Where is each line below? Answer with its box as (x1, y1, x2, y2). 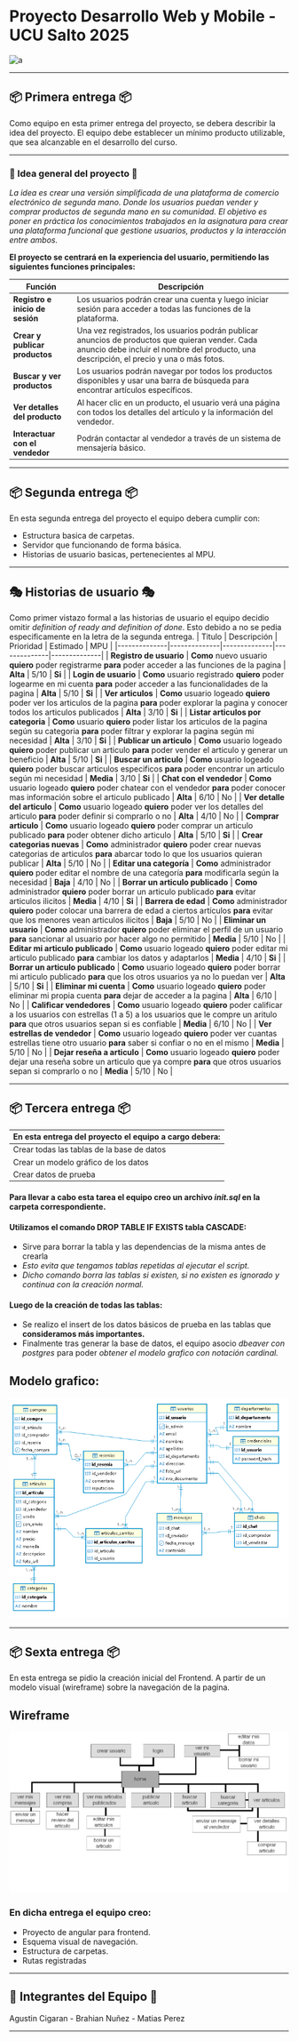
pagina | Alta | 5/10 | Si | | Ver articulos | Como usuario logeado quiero (9, 687, 271, 699)
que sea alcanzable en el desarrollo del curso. (9, 136, 177, 148)
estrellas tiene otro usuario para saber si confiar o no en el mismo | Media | (9, 1037, 285, 1048)
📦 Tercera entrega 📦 (9, 1101, 131, 1117)
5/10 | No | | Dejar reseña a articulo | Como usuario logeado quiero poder (9, 1046, 280, 1057)
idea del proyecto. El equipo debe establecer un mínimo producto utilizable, (9, 127, 286, 138)
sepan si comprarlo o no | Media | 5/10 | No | (9, 1065, 173, 1077)
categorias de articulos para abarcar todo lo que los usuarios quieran (9, 848, 263, 859)
